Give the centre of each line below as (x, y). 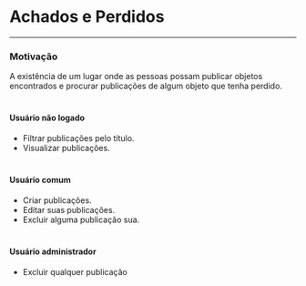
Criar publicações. (57, 200)
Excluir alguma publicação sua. (81, 220)
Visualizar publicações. (66, 148)
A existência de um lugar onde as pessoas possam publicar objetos (136, 77)
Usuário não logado (47, 118)
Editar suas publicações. (69, 209)
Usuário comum (40, 180)
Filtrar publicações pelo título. (78, 138)
